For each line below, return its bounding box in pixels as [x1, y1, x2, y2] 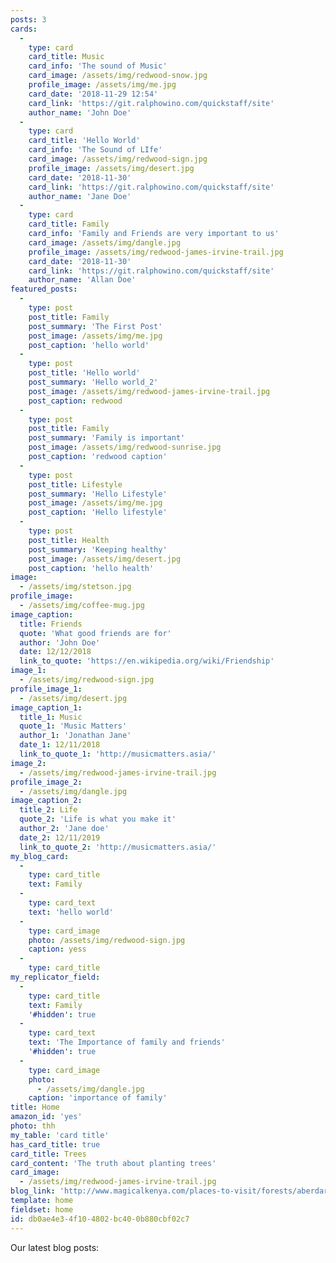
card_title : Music [28, 52, 105, 62]
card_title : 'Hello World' [28, 136, 141, 146]
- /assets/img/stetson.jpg [19, 582, 132, 592]
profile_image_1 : [10, 684, 83, 694]
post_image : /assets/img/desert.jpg [28, 554, 182, 564]
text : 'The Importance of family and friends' [28, 1037, 226, 1048]
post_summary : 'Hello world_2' [28, 377, 159, 387]
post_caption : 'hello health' [28, 563, 155, 573]
